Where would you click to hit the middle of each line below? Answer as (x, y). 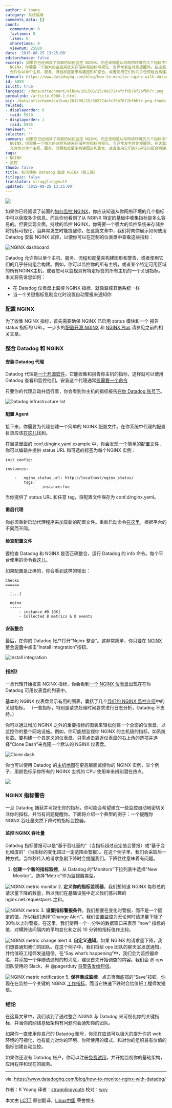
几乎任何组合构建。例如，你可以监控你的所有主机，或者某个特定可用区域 (90, 264)
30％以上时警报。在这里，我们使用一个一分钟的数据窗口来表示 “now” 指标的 (85, 923)
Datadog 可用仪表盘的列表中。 (37, 690)
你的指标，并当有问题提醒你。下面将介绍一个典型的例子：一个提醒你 (81, 814)
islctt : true (19, 86)
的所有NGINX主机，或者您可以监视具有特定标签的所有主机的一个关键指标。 (84, 271)
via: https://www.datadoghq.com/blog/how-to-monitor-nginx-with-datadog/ (85, 1079)
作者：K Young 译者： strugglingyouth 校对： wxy (57, 1090)
